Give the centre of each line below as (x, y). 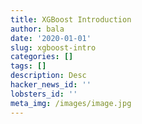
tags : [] (28, 66)
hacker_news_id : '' (51, 85)
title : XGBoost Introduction (71, 19)
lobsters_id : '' (44, 94)
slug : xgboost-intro (53, 47)
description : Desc (48, 76)
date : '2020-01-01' (51, 38)
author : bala (37, 29)
